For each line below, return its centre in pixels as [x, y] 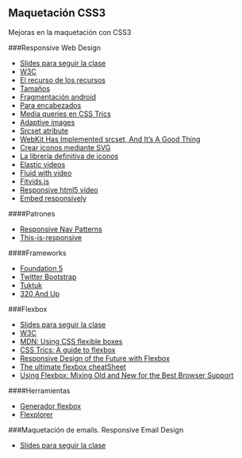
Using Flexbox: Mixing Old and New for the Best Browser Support [127, 375]
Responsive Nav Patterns [61, 229]
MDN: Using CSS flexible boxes [71, 341]
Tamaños [35, 88]
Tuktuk [31, 285]
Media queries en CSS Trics [65, 114]
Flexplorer [36, 414]
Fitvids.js [35, 181]
